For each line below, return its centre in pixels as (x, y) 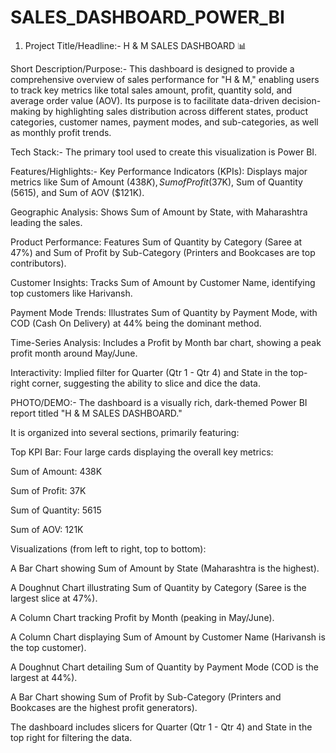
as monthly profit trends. (61, 132)
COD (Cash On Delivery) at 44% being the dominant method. (136, 323)
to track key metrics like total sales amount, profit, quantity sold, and (151, 90)
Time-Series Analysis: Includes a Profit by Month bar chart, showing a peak (166, 342)
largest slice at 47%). (54, 598)
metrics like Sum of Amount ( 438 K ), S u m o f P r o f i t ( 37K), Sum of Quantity (156, 182)
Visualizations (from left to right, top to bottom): (108, 548)
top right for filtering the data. (71, 737)
